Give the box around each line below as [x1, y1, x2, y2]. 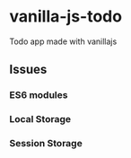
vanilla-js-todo [9, 6, 123, 27]
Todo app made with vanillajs [9, 36, 118, 47]
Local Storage [9, 113, 72, 126]
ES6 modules [9, 89, 68, 101]
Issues [9, 62, 48, 77]
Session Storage [9, 137, 83, 150]
